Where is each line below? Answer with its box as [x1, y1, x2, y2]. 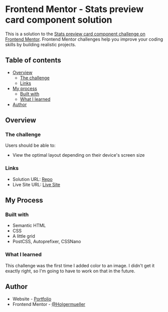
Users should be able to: [5, 142, 56, 149]
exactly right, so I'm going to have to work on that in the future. [5, 268, 135, 274]
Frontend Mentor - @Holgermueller [12, 301, 86, 307]
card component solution [5, 14, 112, 26]
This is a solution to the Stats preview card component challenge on [5, 31, 145, 37]
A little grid [12, 233, 35, 239]
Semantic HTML [12, 223, 46, 229]
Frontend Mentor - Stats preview [5, 4, 144, 15]
